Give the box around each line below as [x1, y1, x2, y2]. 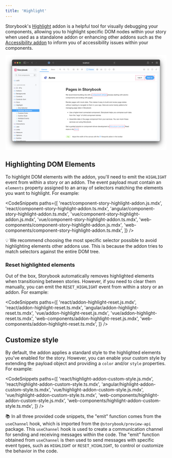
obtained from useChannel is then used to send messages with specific [5, 436, 155, 443]
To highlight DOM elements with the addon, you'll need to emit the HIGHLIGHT [5, 173, 167, 180]
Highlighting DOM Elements [5, 160, 96, 169]
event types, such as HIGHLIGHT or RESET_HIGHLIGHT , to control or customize [5, 442, 164, 448]
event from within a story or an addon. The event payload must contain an [5, 179, 161, 185]
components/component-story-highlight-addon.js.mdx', [5, 222, 123, 228]
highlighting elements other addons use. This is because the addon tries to [5, 243, 163, 249]
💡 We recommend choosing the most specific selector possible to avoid [5, 237, 157, 243]
